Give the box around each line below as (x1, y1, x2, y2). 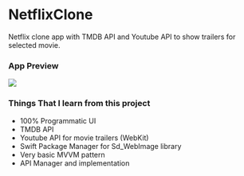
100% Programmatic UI (19, 115, 96, 125)
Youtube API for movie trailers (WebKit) (19, 133, 149, 143)
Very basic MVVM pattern (19, 150, 105, 159)
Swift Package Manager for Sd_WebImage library (19, 141, 182, 151)
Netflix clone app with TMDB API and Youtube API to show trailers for (8, 32, 236, 41)
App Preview (8, 60, 59, 71)
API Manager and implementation (19, 158, 130, 168)
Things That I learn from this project (8, 98, 151, 109)
